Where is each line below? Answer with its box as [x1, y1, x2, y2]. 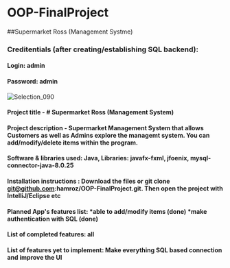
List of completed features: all [7, 230, 95, 239]
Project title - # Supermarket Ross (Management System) [7, 108, 174, 117]
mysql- [189, 154, 211, 162]
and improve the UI [7, 253, 62, 261]
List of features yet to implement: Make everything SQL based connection [7, 245, 222, 254]
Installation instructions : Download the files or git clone [7, 177, 170, 186]
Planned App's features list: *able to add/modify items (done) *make [7, 207, 207, 215]
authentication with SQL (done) [7, 215, 98, 223]
